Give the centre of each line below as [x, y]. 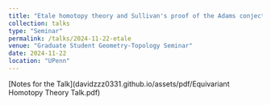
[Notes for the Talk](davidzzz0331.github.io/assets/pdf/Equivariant [119, 84]
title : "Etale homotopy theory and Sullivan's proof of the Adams [122, 16]
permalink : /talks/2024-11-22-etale [70, 38]
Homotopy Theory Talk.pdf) [54, 92]
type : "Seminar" [35, 31]
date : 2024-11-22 [38, 53]
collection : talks [39, 23]
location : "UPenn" [39, 61]
